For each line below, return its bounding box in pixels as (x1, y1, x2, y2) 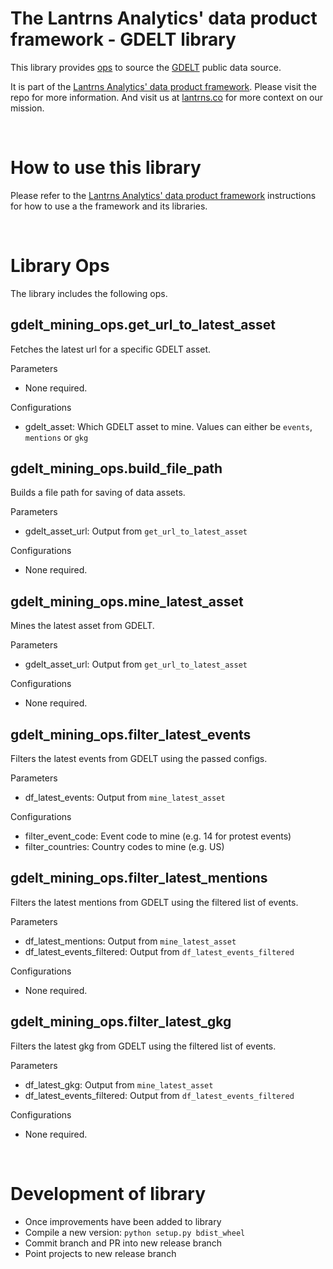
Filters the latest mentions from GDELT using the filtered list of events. (10, 896, 299, 908)
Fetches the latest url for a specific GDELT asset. (10, 343, 212, 355)
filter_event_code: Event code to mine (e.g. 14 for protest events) (24, 830, 292, 842)
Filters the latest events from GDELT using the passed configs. (10, 753, 268, 765)
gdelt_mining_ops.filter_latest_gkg (10, 1013, 232, 1031)
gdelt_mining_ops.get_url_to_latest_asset (10, 317, 277, 334)
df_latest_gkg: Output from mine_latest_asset (24, 1078, 214, 1091)
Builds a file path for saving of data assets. (10, 487, 186, 499)
